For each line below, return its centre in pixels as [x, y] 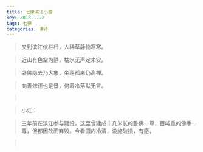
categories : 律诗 [27, 29]
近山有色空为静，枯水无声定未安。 [64, 60]
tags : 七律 [19, 23]
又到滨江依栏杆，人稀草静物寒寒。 [64, 47]
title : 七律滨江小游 [29, 12]
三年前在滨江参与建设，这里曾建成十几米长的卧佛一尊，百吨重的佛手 [106, 123]
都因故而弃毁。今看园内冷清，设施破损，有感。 [96, 131]
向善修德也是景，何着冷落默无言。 [64, 86]
